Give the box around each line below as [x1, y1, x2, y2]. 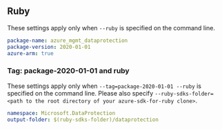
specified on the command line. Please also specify [7, 89, 154, 97]
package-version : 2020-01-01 [7, 43, 91, 50]
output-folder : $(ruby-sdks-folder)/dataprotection [7, 116, 159, 123]
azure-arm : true [7, 50, 54, 57]
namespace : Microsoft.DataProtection [7, 109, 116, 116]
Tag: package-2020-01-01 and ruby [7, 66, 130, 76]
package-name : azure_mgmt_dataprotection [7, 37, 128, 44]
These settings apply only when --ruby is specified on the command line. [7, 23, 216, 32]
